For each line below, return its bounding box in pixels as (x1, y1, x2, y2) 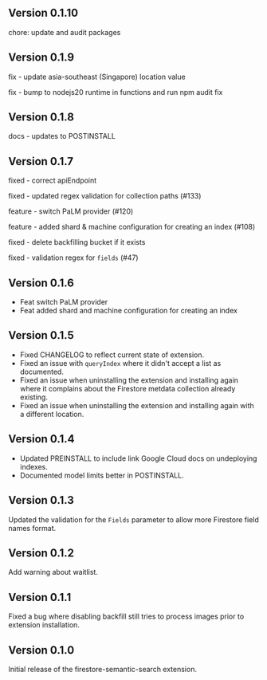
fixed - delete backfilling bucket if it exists (8, 238, 146, 247)
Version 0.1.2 (8, 546, 74, 560)
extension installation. (8, 620, 80, 630)
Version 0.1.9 (8, 51, 74, 65)
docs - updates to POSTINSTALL (8, 132, 116, 141)
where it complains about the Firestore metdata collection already (19, 383, 236, 393)
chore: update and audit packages (8, 27, 121, 37)
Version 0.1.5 (8, 328, 74, 342)
